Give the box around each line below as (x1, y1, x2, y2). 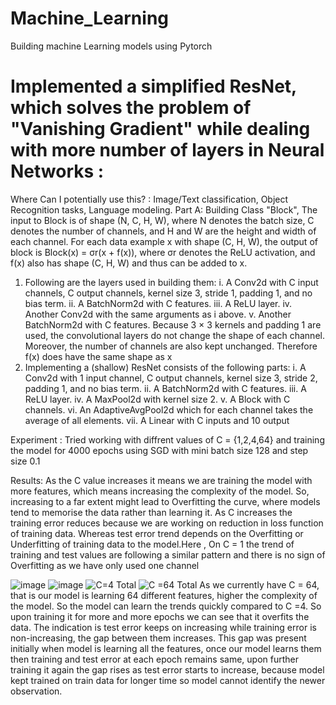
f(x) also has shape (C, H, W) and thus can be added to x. (10, 257, 248, 269)
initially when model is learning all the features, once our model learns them (10, 642, 322, 654)
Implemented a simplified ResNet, (10, 75, 297, 98)
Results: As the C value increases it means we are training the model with (10, 474, 313, 486)
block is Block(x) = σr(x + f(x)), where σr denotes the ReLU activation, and (10, 246, 316, 258)
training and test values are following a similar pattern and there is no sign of (10, 548, 326, 561)
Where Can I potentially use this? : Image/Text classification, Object (10, 193, 289, 205)
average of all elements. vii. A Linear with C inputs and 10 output (24, 414, 290, 426)
